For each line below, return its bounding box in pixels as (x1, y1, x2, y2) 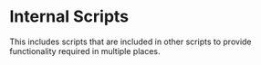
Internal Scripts (9, 6, 130, 27)
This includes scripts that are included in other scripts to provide (9, 36, 253, 47)
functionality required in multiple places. (9, 45, 161, 56)
